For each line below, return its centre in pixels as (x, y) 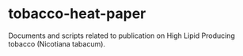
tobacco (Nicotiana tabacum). (57, 43)
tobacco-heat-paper (77, 14)
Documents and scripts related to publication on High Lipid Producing (121, 35)
